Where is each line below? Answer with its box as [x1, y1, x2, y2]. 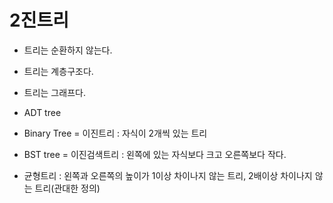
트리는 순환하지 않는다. [23, 44, 113, 56]
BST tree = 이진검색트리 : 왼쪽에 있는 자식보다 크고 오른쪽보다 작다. [23, 148, 287, 160]
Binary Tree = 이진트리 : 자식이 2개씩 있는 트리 [23, 127, 208, 139]
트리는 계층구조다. [23, 65, 94, 77]
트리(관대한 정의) [34, 182, 101, 194]
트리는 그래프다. [23, 86, 86, 98]
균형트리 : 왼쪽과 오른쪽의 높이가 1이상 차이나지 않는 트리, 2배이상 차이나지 [23, 169, 313, 181]
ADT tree [23, 106, 62, 118]
